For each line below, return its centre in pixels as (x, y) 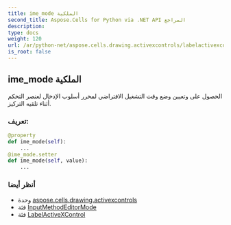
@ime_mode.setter (33, 154)
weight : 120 (25, 39)
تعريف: (19, 121)
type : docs (23, 33)
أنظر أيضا (22, 185)
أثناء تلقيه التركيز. (29, 103)
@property (22, 135)
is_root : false (29, 52)
